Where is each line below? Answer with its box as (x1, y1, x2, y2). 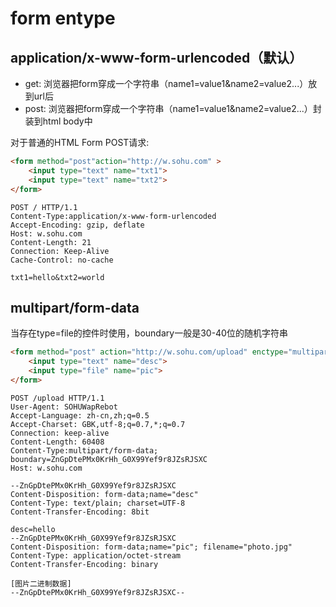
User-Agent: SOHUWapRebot (10, 402, 118, 412)
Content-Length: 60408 (10, 437, 105, 447)
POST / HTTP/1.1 (10, 202, 78, 212)
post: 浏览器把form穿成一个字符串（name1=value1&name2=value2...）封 (24, 103, 322, 114)
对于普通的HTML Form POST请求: (10, 137, 150, 148)
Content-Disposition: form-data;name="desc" (10, 489, 199, 499)
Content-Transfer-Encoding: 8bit (10, 507, 150, 517)
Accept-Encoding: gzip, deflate (10, 220, 145, 230)
